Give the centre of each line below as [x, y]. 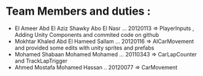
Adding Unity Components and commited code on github [87, 34]
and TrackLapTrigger [41, 61]
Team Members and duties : [78, 11]
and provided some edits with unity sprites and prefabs [84, 48]
